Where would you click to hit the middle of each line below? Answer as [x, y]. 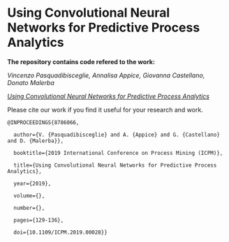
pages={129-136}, [39, 220]
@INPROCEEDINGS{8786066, [43, 122]
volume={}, [29, 196]
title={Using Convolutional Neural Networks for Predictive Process [115, 165]
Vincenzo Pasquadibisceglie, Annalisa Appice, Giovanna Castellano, [106, 75]
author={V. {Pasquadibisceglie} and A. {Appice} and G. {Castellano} [117, 135]
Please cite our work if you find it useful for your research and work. [105, 109]
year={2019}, [32, 183]
